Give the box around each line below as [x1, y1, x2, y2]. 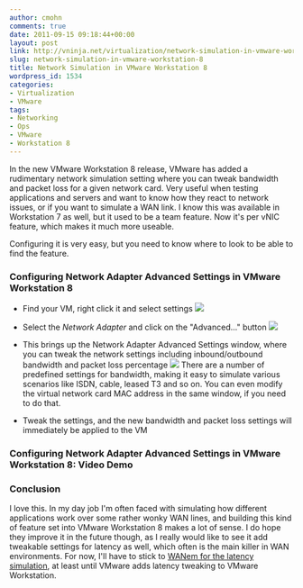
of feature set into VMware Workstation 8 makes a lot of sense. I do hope [9, 522, 281, 533]
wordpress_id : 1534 [9, 72, 83, 81]
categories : [9, 80, 54, 89]
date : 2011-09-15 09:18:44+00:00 [9, 30, 135, 39]
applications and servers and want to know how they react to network [9, 192, 269, 203]
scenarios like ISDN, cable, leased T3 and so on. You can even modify [22, 379, 283, 390]
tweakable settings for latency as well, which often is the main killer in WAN [9, 541, 290, 552]
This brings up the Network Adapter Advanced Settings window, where [22, 339, 287, 350]
